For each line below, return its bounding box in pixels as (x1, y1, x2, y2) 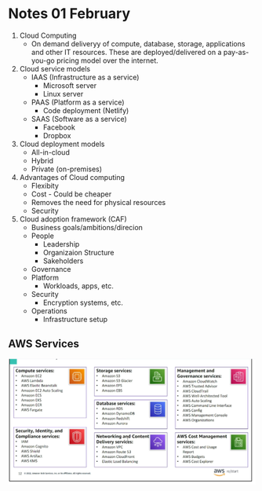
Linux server (42, 89, 84, 98)
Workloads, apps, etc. (42, 280, 114, 291)
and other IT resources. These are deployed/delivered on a (31, 47, 222, 57)
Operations (31, 306, 68, 315)
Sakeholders (42, 256, 84, 266)
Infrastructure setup (42, 314, 108, 324)
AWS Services (8, 337, 80, 350)
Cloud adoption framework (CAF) (19, 214, 127, 224)
